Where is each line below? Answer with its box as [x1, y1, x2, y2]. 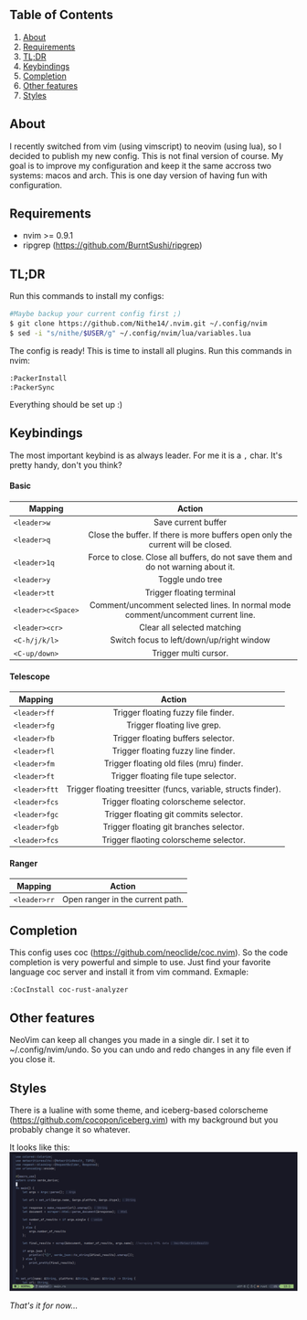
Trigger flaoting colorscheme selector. [101, 834, 246, 845]
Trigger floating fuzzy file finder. [112, 708, 235, 719]
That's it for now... [9, 1300, 79, 1311]
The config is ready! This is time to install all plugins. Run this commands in [9, 345, 292, 356]
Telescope [9, 671, 50, 682]
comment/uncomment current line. [124, 609, 256, 620]
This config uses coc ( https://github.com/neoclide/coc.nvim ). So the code [9, 947, 289, 958]
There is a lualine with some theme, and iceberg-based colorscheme [9, 1104, 269, 1115]
